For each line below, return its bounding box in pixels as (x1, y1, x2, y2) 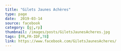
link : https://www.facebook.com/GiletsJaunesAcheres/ (5, 39, 117, 44)
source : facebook (5, 20, 40, 26)
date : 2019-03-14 (5, 16, 42, 21)
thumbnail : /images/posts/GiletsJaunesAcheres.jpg (5, 30, 110, 34)
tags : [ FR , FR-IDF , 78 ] (5, 34, 49, 39)
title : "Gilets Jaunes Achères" (5, 7, 71, 12)
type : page (5, 12, 27, 17)
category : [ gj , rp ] (5, 25, 42, 30)
